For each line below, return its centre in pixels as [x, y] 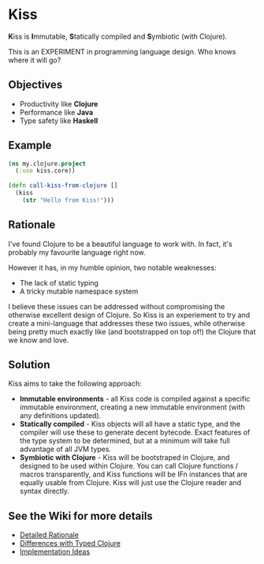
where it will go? [35, 60]
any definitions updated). [60, 416]
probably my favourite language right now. [77, 252]
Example [30, 146]
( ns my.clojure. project [47, 163]
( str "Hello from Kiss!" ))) [68, 200]
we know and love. [39, 340]
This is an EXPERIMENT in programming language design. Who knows [122, 51]
